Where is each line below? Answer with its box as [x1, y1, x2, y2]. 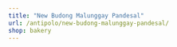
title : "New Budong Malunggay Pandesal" [8, 11, 145, 20]
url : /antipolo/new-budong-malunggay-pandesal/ [8, 19, 170, 27]
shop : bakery [8, 26, 52, 34]
